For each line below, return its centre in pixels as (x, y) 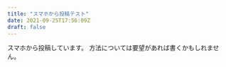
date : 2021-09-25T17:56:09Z (49, 20)
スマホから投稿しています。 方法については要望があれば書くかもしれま (110, 48)
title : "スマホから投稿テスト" (48, 14)
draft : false (27, 27)
